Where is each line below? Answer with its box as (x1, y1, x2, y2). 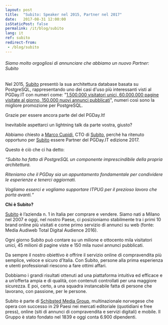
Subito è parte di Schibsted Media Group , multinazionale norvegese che (5, 298, 154, 304)
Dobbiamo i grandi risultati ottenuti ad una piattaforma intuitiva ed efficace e (5, 272, 163, 278)
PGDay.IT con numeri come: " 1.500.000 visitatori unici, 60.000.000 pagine (5, 91, 159, 98)
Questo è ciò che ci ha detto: (5, 146, 65, 152)
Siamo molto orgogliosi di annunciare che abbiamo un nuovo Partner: (5, 60, 149, 66)
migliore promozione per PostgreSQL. (5, 102, 83, 108)
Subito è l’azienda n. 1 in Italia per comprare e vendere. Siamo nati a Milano (5, 211, 160, 217)
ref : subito (5, 36, 30, 41)
